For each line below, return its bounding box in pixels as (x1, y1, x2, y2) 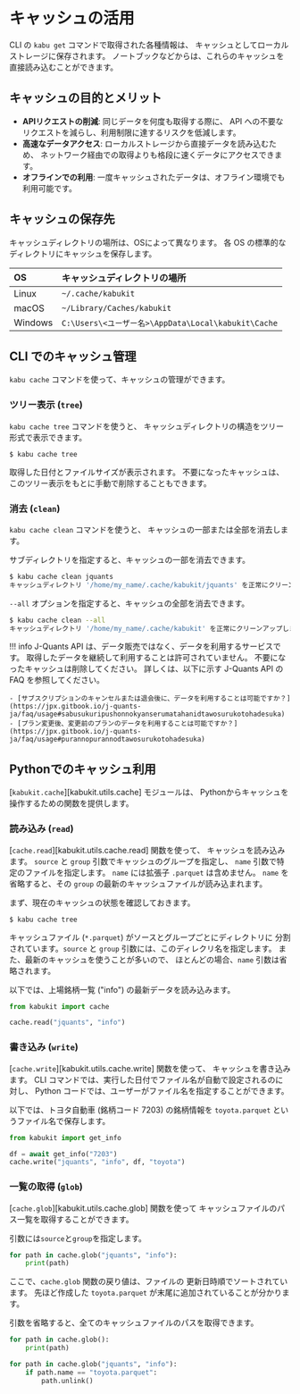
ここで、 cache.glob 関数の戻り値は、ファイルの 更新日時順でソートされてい (9, 1276, 288, 1287)
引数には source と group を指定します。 (9, 1232, 147, 1243)
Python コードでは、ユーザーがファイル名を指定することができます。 (34, 1085, 289, 1096)
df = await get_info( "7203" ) (9, 1149, 118, 1158)
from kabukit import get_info (9, 1133, 122, 1142)
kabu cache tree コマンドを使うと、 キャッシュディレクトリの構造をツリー (9, 421, 284, 432)
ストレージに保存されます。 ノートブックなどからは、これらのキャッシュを (9, 50, 285, 61)
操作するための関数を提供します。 (9, 798, 134, 809)
